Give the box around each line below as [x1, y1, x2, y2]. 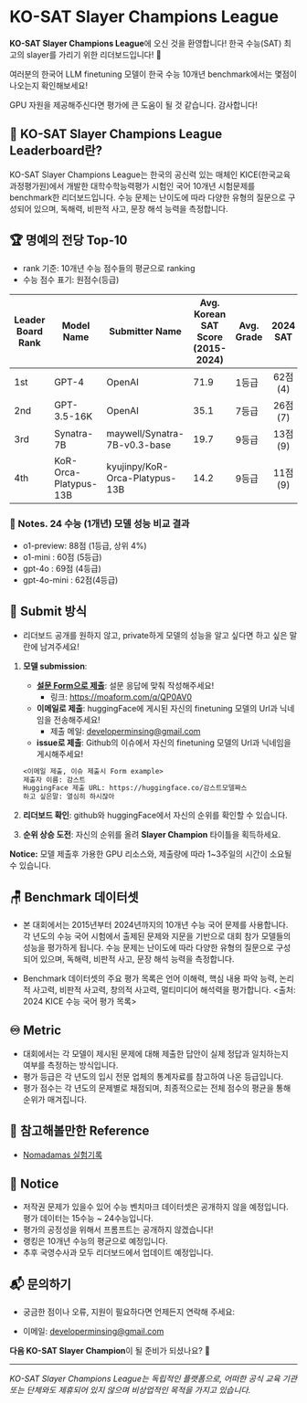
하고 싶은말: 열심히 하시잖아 [22, 792, 115, 801]
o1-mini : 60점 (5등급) [22, 551, 102, 563]
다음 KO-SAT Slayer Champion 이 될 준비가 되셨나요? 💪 [9, 1345, 211, 1356]
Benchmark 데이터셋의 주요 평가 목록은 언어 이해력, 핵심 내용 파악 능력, [22, 973, 278, 984]
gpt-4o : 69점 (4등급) [22, 563, 102, 574]
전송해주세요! [53, 714, 101, 725]
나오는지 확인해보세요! [9, 79, 89, 90]
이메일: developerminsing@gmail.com [22, 1326, 164, 1337]
